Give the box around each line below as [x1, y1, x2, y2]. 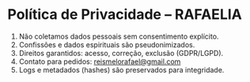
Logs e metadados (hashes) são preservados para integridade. [18, 65, 225, 74]
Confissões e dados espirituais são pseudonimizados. [18, 39, 195, 49]
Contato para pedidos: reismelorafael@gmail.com [18, 57, 181, 66]
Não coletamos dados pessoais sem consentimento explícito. [18, 32, 219, 41]
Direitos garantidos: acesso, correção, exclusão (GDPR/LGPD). [18, 48, 224, 58]
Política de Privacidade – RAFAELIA [7, 6, 242, 24]
